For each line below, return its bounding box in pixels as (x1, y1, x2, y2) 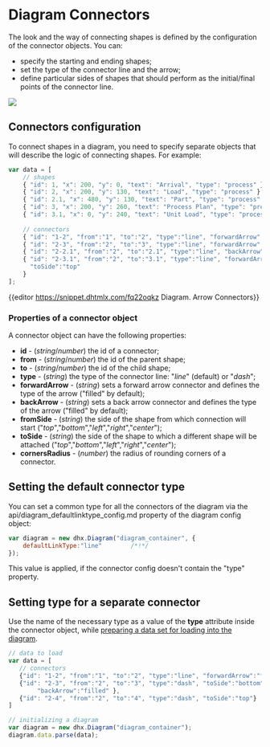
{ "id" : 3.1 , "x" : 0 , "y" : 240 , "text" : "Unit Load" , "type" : (22, 210, 235, 218)
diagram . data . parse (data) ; (8, 731, 99, 740)
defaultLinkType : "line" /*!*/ (22, 541, 149, 549)
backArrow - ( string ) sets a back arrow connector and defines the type (19, 398, 257, 407)
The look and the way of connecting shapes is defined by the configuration (8, 32, 257, 42)
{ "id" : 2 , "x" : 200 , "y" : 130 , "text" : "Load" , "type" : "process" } (22, 188, 261, 196)
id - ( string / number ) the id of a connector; (19, 346, 159, 356)
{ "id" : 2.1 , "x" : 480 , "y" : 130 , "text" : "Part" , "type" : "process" (22, 195, 261, 204)
